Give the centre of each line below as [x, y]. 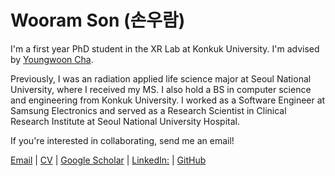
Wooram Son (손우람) [98, 20]
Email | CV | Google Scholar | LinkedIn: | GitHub [108, 160]
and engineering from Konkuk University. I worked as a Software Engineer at [168, 100]
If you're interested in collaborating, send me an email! [122, 140]
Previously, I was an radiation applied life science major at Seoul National [161, 78]
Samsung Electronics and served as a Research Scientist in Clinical [148, 110]
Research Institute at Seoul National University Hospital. [125, 121]
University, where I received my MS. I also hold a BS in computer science [161, 89]
